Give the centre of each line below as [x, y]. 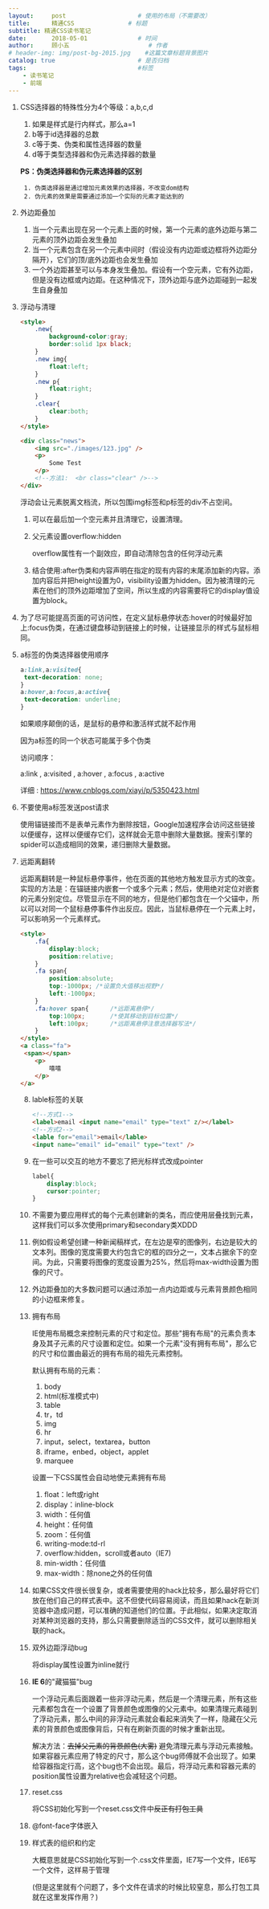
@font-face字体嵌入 [65, 1826]
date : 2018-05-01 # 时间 [83, 38]
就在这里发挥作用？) [65, 1897]
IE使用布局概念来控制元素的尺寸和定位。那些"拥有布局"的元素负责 [140, 1333]
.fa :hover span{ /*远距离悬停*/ [95, 1009]
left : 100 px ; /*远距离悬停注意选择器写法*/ [123, 1024]
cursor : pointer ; [74, 1191]
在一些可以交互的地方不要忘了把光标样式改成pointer [118, 1160]
